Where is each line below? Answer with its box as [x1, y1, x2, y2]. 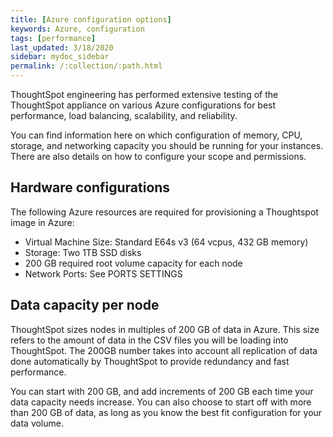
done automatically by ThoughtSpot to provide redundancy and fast [10, 355, 290, 367]
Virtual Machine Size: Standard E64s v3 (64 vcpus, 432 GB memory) [24, 236, 309, 248]
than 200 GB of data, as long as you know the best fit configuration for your [10, 406, 323, 418]
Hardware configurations [10, 179, 171, 196]
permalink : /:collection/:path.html [10, 61, 163, 71]
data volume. [10, 417, 64, 429]
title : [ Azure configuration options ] [10, 14, 172, 25]
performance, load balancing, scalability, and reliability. [10, 110, 238, 121]
